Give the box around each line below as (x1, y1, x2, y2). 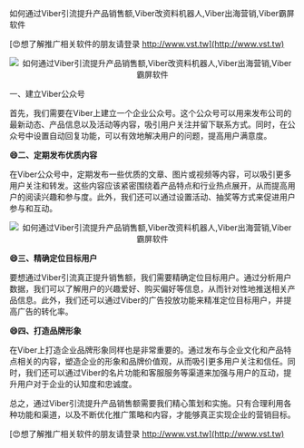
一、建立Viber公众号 (9, 89, 86, 99)
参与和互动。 (9, 203, 57, 213)
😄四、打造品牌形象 (9, 326, 82, 336)
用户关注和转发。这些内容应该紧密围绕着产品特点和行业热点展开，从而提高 (9, 180, 288, 190)
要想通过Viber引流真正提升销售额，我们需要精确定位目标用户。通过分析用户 (9, 272, 292, 283)
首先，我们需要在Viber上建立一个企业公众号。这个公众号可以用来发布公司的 (9, 108, 292, 118)
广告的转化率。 (16, 307, 74, 317)
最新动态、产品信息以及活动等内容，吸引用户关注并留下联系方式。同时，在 (9, 119, 288, 130)
